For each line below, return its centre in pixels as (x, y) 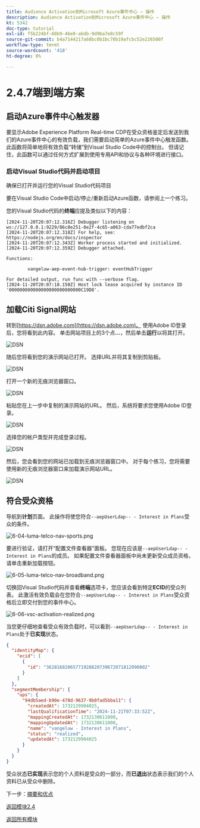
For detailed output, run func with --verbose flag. (73, 279)
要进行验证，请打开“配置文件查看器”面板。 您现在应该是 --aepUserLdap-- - (97, 548)
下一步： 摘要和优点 (30, 793)
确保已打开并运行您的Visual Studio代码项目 (59, 185)
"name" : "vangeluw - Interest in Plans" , (80, 728)
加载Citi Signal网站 (41, 310)
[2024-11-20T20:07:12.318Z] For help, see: (61, 232)
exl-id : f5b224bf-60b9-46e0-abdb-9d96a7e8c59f (65, 34)
